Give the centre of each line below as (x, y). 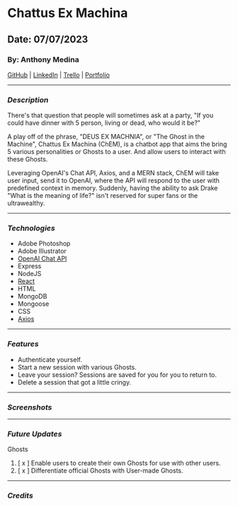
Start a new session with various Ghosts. (77, 367)
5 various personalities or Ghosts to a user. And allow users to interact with (117, 152)
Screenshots (30, 407)
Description (28, 99)
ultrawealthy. (26, 203)
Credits (20, 496)
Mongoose (33, 304)
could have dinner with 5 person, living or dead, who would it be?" (104, 123)
